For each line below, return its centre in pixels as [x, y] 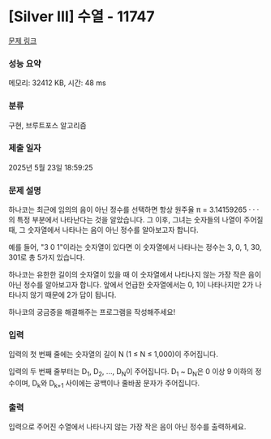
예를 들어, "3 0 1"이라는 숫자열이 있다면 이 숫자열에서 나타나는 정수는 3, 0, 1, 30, [135, 247]
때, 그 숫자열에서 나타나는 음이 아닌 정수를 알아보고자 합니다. [103, 230]
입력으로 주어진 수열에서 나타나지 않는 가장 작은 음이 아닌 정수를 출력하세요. [127, 427]
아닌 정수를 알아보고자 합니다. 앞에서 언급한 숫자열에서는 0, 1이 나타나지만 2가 [131, 285]
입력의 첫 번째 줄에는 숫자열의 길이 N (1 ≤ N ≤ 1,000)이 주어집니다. [114, 355]
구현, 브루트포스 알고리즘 [47, 125]
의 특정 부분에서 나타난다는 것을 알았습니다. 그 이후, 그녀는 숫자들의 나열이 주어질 [136, 220]
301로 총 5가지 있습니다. [47, 257]
